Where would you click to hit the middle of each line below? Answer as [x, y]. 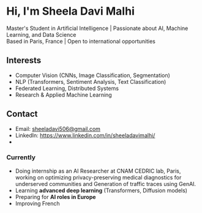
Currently [21, 157]
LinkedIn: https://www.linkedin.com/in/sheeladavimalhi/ [85, 135]
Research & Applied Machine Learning [63, 95]
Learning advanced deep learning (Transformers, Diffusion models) [101, 190]
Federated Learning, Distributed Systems [67, 88]
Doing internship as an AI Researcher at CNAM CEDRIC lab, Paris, [98, 171]
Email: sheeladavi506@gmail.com [58, 129]
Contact [22, 114]
